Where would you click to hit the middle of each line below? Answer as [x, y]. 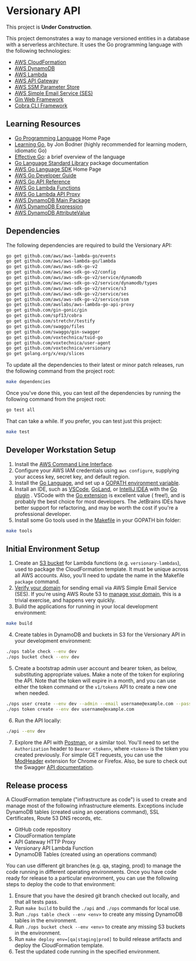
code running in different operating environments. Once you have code [91, 872]
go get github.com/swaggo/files [45, 326]
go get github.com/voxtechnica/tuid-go [55, 337]
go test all [20, 410]
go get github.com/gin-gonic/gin [47, 310]
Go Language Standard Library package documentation [81, 163]
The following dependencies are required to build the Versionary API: [89, 245]
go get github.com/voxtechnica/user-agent [58, 343]
